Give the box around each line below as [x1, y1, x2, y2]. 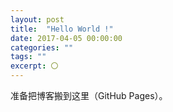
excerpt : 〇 [10, 61, 59, 71]
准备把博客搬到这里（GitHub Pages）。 [10, 90, 168, 101]
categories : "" [10, 42, 74, 53]
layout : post [10, 14, 65, 25]
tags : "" [10, 52, 47, 62]
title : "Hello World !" [10, 24, 114, 34]
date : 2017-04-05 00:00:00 [10, 33, 123, 43]
